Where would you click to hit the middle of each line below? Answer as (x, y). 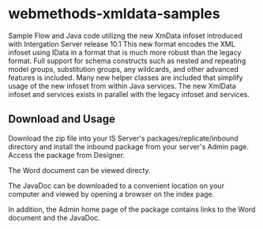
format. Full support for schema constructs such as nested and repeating (127, 61)
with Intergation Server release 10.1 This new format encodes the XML (122, 43)
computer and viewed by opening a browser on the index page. (111, 193)
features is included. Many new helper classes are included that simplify (126, 77)
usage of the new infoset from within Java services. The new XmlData (122, 86)
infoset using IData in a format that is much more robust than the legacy (125, 52)
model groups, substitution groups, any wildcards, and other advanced (124, 69)
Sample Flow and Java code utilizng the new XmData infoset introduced (125, 36)
